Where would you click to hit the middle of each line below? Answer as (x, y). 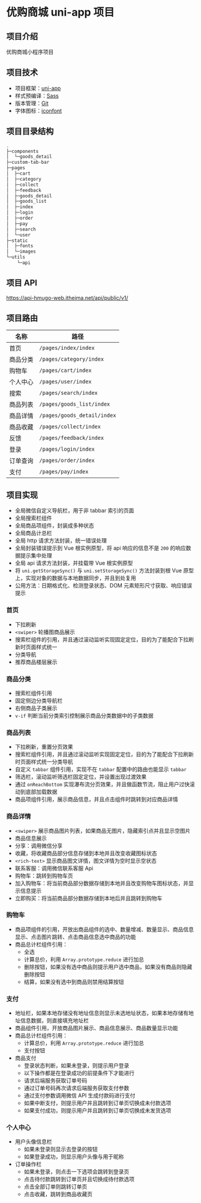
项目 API (22, 283)
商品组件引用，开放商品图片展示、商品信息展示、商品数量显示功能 (96, 1028)
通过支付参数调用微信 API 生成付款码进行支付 (79, 1096)
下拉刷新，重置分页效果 (44, 747)
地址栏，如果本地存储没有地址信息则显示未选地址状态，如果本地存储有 (102, 1013)
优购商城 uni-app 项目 (61, 12)
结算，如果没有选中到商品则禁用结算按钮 (74, 982)
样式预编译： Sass (37, 95)
